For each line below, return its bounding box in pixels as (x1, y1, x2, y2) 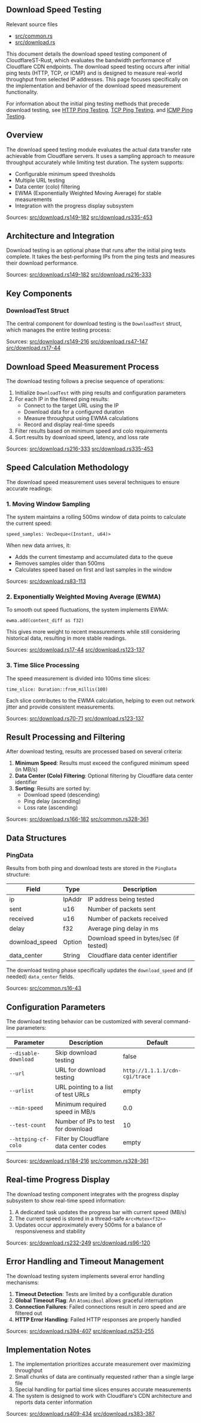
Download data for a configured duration (23, 408, 124, 415)
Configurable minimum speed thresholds (14, 170, 115, 177)
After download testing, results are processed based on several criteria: (6, 748, 183, 755)
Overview (6, 130, 44, 140)
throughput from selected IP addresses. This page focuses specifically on (6, 75, 188, 83)
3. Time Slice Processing (6, 661, 80, 670)
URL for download (54, 1065, 106, 1074)
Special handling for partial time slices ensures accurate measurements (14, 1386, 191, 1393)
